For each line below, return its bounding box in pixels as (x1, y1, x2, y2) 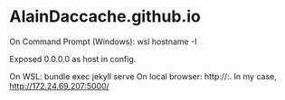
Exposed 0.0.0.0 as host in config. (9, 53, 137, 64)
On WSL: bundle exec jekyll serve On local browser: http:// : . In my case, (9, 70, 278, 82)
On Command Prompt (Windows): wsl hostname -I (9, 36, 197, 47)
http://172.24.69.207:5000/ (9, 80, 110, 91)
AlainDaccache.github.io (9, 6, 201, 27)
